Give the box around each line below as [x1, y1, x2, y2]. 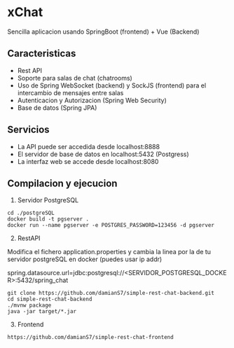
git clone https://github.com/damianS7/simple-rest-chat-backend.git [7, 290, 215, 297]
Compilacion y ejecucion [7, 177, 118, 189]
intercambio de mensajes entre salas [17, 88, 124, 97]
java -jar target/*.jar [7, 308, 77, 315]
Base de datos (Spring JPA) [17, 103, 97, 112]
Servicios [7, 124, 50, 136]
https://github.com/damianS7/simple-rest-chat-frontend [7, 334, 174, 341]
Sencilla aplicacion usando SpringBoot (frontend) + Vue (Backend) [7, 27, 200, 36]
